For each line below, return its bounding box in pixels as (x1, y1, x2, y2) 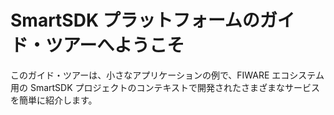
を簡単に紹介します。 (10, 94, 98, 106)
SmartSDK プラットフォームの (10, 9, 260, 32)
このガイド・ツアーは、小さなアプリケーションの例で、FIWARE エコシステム (10, 69, 325, 81)
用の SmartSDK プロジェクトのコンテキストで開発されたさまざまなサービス (10, 81, 321, 93)
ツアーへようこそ (45, 34, 185, 57)
